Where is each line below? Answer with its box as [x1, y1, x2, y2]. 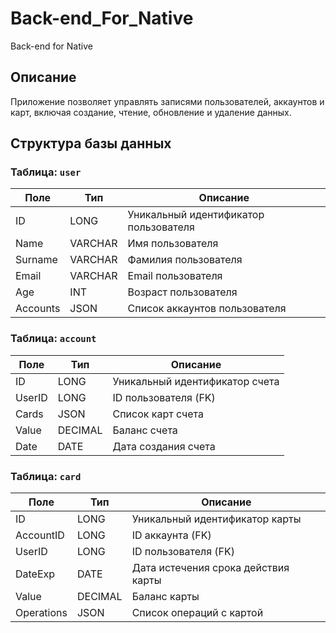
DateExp [15, 567, 56, 581]
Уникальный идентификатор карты [131, 512, 302, 526]
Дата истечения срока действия [131, 561, 290, 575]
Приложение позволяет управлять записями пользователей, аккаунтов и [10, 95, 325, 107]
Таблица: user [10, 165, 82, 179]
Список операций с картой [131, 606, 264, 620]
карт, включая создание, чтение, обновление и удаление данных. [10, 106, 292, 118]
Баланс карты [131, 590, 200, 604]
